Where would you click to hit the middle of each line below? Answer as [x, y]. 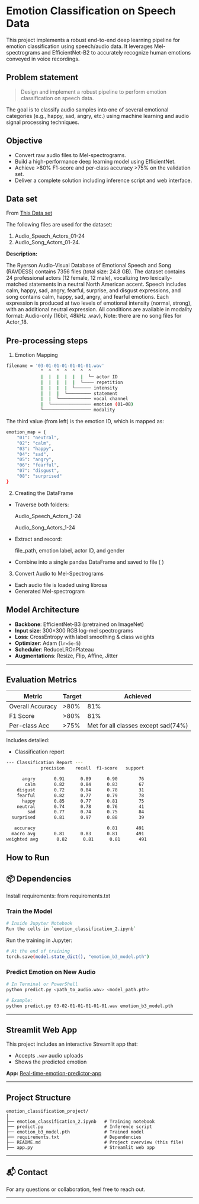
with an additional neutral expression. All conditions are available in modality [99, 309]
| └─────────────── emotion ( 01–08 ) [87, 404]
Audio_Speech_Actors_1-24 [48, 516]
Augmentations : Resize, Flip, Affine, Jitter [66, 656]
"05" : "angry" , [36, 460]
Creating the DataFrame [44, 493]
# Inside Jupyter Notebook [39, 924]
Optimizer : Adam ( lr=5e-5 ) [48, 643]
